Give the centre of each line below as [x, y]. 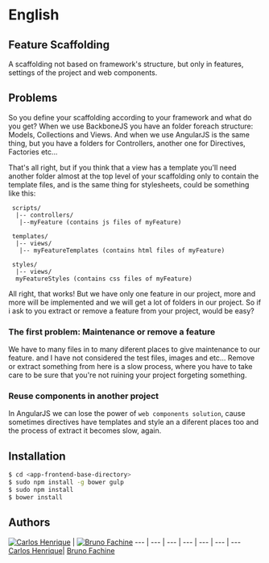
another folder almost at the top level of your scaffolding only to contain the [134, 176]
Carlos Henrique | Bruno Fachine [62, 550]
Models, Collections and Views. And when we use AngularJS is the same [129, 134]
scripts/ [27, 208]
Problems [33, 98]
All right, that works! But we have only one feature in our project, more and [132, 293]
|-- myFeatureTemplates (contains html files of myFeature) [122, 250]
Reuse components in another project [84, 396]
